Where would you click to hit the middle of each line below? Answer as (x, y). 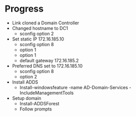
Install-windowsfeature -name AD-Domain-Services (74, 87)
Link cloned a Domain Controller (46, 23)
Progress (24, 9)
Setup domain (27, 98)
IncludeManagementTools (47, 93)
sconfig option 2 (37, 33)
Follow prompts (36, 109)
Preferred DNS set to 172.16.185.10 (47, 66)
